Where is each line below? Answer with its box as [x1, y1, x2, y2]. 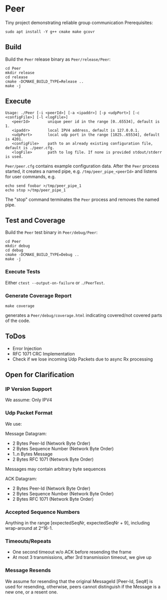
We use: [5, 421, 22, 427]
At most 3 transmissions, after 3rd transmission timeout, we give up [12, 554, 151, 560]
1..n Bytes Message [12, 451, 53, 457]
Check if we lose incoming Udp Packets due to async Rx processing [12, 356, 153, 362]
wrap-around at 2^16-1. [5, 525, 53, 531]
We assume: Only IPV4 [5, 397, 52, 403]
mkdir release [5, 70, 35, 75]
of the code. [5, 318, 30, 324]
